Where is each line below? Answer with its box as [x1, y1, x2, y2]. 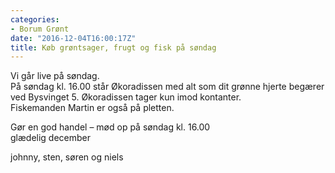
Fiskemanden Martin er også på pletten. [10, 102, 175, 114]
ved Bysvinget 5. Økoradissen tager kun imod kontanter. [10, 91, 242, 103]
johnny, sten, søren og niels [10, 151, 124, 163]
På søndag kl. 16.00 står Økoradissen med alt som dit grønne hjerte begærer [10, 81, 325, 93]
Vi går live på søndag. [10, 70, 100, 82]
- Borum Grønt [10, 24, 70, 34]
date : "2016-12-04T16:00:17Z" [10, 33, 137, 43]
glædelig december [10, 132, 92, 144]
